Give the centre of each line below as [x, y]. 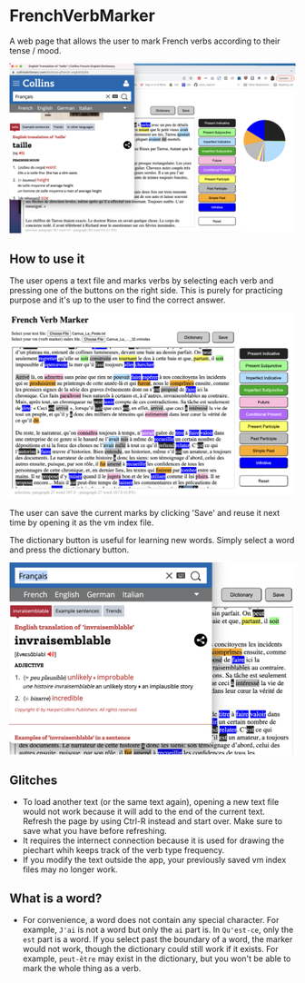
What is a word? [56, 898]
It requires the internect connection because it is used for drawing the [153, 840]
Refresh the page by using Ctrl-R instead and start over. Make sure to [152, 821]
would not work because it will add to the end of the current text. [144, 812]
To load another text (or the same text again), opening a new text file [151, 802]
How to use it [47, 258]
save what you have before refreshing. [95, 831]
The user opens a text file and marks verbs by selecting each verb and [142, 281]
